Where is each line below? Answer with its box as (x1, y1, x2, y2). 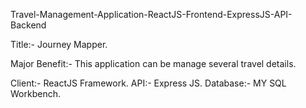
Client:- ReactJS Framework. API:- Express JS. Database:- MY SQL (10, 77, 287, 89)
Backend (10, 19, 47, 31)
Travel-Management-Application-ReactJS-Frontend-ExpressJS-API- (10, 9, 293, 20)
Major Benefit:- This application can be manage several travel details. (10, 58, 297, 69)
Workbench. (10, 88, 61, 99)
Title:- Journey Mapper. (10, 39, 108, 50)
